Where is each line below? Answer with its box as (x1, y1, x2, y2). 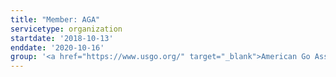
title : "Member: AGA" (10, 14, 101, 25)
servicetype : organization (10, 24, 123, 34)
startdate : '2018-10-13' (10, 33, 114, 43)
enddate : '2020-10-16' (10, 42, 105, 53)
